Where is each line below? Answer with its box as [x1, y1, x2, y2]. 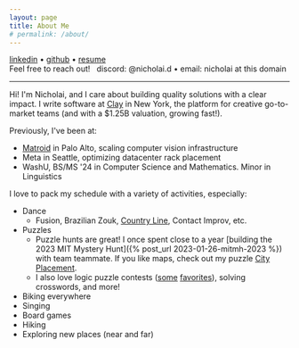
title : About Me [9, 21, 69, 30]
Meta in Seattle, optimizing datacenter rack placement [21, 153, 222, 163]
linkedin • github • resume [9, 54, 107, 65]
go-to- [264, 99, 289, 110]
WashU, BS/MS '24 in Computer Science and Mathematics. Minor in [21, 162, 271, 172]
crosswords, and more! [35, 282, 120, 293]
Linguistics [21, 171, 62, 182]
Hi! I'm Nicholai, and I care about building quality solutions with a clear [9, 89, 267, 100]
